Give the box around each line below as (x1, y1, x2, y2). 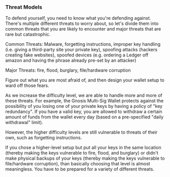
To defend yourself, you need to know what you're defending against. (5, 15, 151, 21)
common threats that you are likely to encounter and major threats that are (5, 26, 161, 32)
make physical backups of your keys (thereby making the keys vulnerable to (5, 155, 165, 161)
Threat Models (5, 4, 42, 11)
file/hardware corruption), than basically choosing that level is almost (5, 161, 150, 167)
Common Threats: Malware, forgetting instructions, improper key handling (5, 41, 161, 47)
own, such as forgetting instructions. (5, 135, 82, 141)
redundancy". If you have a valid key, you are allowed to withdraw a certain (5, 108, 162, 115)
